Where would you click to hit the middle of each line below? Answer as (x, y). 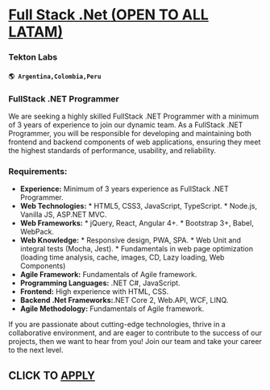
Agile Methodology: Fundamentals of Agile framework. (112, 309)
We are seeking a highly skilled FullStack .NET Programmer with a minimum (134, 116)
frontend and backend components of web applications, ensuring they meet (135, 142)
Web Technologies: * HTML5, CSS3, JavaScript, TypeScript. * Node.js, (139, 206)
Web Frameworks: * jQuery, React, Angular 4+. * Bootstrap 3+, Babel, (137, 223)
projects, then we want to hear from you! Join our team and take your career (135, 342)
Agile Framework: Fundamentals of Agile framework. (108, 275)
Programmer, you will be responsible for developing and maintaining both (130, 133)
